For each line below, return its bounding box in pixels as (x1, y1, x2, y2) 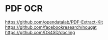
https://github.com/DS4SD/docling (5, 29, 75, 35)
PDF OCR (5, 3, 43, 14)
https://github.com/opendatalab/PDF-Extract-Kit (5, 19, 103, 25)
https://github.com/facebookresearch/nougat (5, 24, 97, 30)
